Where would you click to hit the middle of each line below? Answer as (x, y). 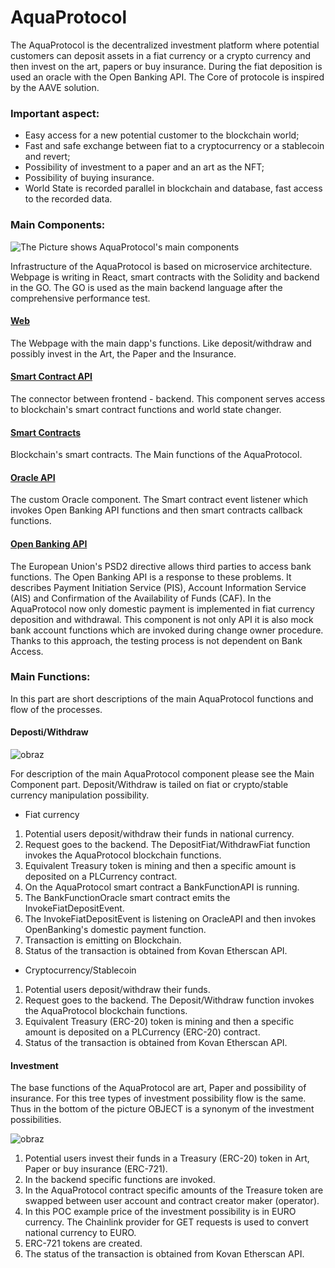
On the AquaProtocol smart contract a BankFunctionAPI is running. (162, 887)
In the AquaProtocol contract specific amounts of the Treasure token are (174, 1190)
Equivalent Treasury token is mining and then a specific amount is (160, 866)
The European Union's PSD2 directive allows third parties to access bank (161, 566)
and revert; (47, 157)
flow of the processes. (56, 709)
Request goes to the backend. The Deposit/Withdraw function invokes (169, 1000)
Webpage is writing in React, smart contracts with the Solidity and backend (165, 277)
